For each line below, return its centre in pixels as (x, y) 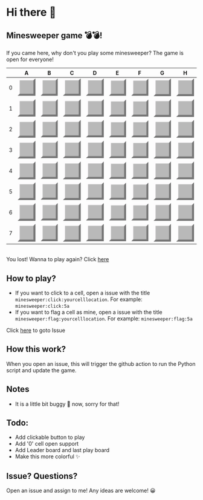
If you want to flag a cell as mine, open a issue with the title (89, 312)
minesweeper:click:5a (42, 306)
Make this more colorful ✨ (47, 456)
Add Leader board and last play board (62, 450)
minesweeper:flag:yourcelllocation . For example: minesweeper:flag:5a (104, 318)
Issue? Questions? (42, 476)
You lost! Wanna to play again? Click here (58, 259)
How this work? (36, 349)
